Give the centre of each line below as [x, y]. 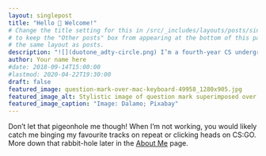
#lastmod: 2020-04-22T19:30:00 [60, 74]
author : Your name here [47, 60]
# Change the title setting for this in [76, 30]
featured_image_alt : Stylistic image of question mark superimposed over [133, 97]
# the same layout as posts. [56, 45]
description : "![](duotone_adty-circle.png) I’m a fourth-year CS [120, 52]
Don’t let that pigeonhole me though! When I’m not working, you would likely [133, 127]
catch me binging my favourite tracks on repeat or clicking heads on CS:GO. [132, 135]
